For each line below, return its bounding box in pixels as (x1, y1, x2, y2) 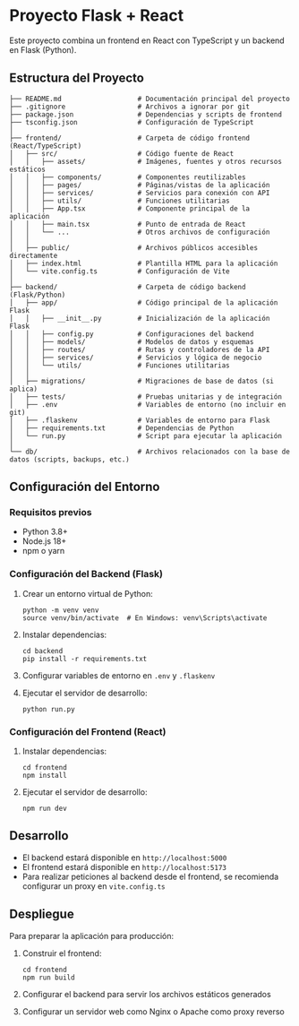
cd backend (21, 646, 64, 655)
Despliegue (9, 907, 74, 922)
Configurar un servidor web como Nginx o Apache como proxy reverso (21, 1005, 285, 1017)
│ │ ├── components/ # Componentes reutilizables (9, 172, 246, 182)
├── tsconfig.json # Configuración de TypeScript (9, 117, 254, 126)
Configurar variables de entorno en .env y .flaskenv (21, 669, 216, 681)
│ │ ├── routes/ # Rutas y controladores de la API (9, 345, 270, 354)
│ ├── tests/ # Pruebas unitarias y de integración (9, 392, 282, 401)
